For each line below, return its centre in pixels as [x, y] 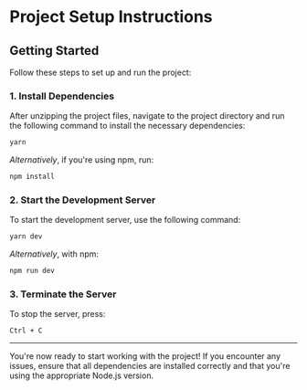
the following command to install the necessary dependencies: [127, 126]
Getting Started [54, 51]
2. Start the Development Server [83, 200]
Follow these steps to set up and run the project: [101, 72]
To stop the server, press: [58, 314]
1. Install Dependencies [62, 96]
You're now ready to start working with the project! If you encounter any [145, 356]
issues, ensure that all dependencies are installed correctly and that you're [150, 366]
